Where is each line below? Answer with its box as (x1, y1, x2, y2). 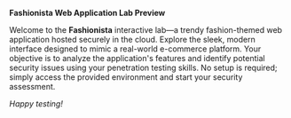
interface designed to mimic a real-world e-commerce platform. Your (9, 43, 262, 54)
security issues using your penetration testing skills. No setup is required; (9, 62, 278, 73)
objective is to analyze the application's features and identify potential (9, 53, 265, 63)
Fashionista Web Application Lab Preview (9, 8, 166, 18)
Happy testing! (9, 98, 64, 109)
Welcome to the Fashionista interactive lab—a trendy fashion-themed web (9, 25, 282, 35)
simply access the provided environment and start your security (9, 72, 243, 83)
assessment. (9, 82, 56, 91)
